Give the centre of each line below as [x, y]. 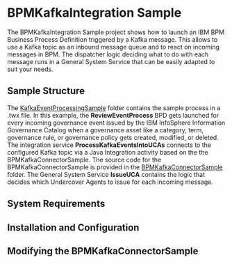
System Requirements [56, 204]
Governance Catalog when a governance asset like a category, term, [105, 130]
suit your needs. [30, 69]
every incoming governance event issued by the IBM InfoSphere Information [116, 123]
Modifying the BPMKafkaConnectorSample [103, 251]
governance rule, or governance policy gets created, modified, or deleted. [113, 137]
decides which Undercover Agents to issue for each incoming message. [110, 182]
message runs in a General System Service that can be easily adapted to [111, 61]
